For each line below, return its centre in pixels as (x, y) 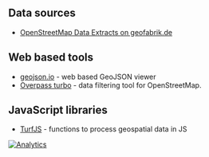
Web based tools (51, 58)
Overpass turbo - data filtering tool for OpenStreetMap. (110, 85)
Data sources (42, 13)
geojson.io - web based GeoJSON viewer (88, 77)
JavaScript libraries (58, 110)
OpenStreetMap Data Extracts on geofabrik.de (96, 32)
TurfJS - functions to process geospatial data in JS (103, 129)
